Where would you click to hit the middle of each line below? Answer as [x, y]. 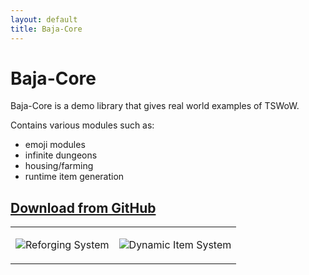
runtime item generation [74, 177]
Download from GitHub [83, 207]
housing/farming [59, 166]
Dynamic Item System [180, 245]
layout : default [44, 19]
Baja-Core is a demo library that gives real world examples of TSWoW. [155, 106]
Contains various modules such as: [82, 125]
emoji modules [55, 145]
